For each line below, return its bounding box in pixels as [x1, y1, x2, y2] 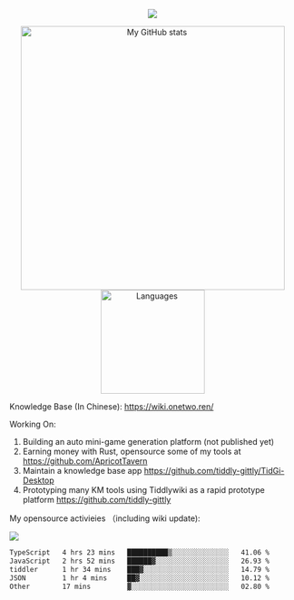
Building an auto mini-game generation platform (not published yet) [22, 437, 275, 447]
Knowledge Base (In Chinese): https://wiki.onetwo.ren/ [9, 401, 214, 412]
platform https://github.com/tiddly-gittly [22, 495, 171, 505]
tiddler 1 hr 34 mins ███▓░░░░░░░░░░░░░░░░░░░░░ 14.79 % [9, 565, 270, 574]
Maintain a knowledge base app [22, 466, 142, 476]
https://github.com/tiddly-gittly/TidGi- [143, 466, 285, 476]
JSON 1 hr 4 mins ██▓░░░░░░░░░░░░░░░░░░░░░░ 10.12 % [9, 573, 270, 583]
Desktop [22, 475, 54, 486]
